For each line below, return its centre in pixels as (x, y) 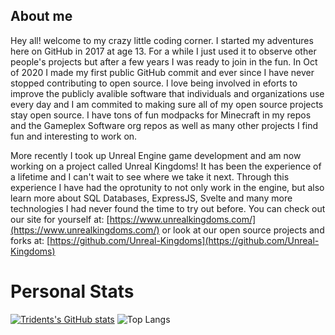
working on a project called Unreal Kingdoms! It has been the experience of (166, 166)
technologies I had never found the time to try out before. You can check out (168, 208)
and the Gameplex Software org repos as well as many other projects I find (164, 125)
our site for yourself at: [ (60, 219)
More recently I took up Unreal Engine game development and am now (156, 155)
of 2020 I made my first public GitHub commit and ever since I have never (162, 72)
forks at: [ (30, 240)
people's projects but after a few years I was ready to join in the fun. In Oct (164, 61)
